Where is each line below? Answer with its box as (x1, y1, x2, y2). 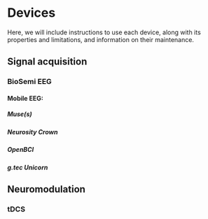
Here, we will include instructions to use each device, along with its (7, 28, 201, 36)
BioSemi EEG (7, 77, 53, 87)
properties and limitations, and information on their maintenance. (7, 35, 195, 43)
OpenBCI (7, 146, 34, 154)
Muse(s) (7, 110, 33, 118)
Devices (7, 5, 56, 21)
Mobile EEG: (7, 94, 43, 102)
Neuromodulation (7, 183, 86, 195)
